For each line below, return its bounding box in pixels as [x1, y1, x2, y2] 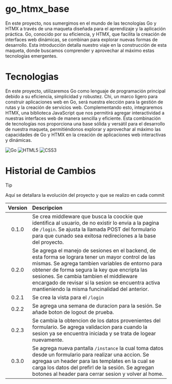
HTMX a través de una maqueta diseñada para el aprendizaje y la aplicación [5, 25, 166, 31]
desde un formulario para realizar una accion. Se [32, 351, 149, 358]
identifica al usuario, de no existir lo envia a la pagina [32, 219, 159, 226]
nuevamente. [32, 336, 64, 343]
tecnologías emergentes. [5, 52, 58, 59]
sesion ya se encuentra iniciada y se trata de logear [32, 330, 156, 337]
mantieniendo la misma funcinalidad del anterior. [32, 285, 149, 292]
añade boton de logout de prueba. [32, 308, 114, 316]
